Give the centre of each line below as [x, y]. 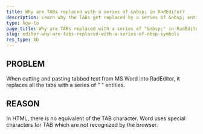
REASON [23, 104]
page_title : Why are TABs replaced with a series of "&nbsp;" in [90, 29]
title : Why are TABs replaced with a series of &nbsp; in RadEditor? [96, 12]
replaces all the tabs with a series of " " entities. [66, 85]
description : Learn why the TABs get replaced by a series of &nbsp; [96, 17]
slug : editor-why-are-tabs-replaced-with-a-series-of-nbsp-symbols [93, 34]
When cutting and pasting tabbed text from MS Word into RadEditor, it [93, 78]
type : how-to [23, 23]
